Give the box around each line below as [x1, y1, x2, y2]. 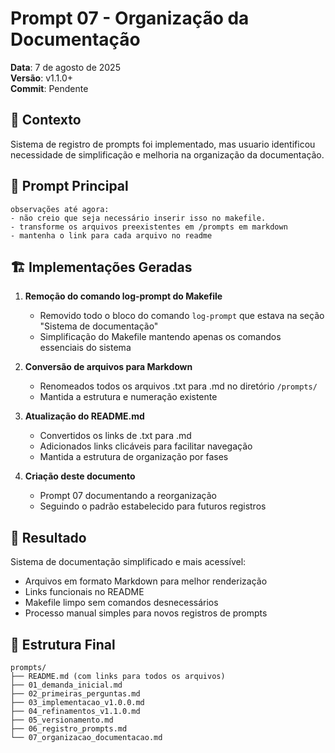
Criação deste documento [24, 470, 136, 482]
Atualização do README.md [24, 410, 145, 422]
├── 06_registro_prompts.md [10, 724, 128, 734]
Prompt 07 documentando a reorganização [39, 490, 217, 502]
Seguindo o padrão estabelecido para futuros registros [39, 500, 267, 512]
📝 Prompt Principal [10, 178, 129, 195]
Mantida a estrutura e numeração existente [39, 391, 218, 403]
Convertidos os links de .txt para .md [39, 430, 192, 442]
